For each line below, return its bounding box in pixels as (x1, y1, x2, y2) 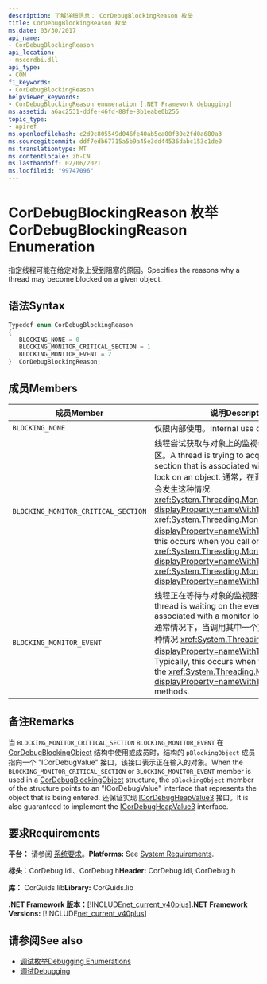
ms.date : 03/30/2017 (8, 26, 77, 34)
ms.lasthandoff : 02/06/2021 (8, 160, 102, 168)
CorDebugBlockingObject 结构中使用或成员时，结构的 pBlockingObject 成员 (8, 747, 256, 756)
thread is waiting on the (154, 600, 242, 611)
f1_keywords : (8, 78, 52, 86)
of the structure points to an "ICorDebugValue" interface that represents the (8, 783, 257, 792)
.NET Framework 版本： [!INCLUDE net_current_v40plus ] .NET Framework (8, 900, 248, 909)
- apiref (8, 123, 37, 130)
